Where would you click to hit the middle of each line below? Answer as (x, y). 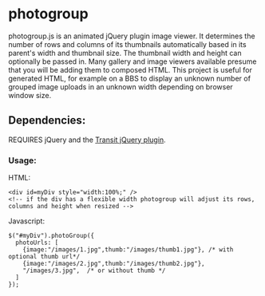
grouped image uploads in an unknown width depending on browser (121, 87)
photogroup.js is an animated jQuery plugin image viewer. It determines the (132, 36)
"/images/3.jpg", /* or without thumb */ (94, 271)
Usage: (23, 160)
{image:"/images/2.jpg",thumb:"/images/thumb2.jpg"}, (114, 264)
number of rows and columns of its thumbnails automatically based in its (127, 44)
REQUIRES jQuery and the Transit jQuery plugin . (87, 140)
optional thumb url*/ (44, 257)
